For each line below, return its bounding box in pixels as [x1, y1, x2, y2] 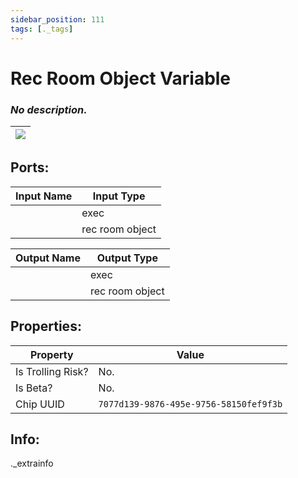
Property [29, 347, 74, 361]
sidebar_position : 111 [10, 14, 105, 25]
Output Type [96, 251, 158, 265]
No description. [10, 102, 88, 116]
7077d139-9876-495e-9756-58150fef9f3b [98, 398, 283, 410]
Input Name [15, 189, 73, 203]
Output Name [15, 251, 81, 265]
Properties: [10, 318, 82, 335]
